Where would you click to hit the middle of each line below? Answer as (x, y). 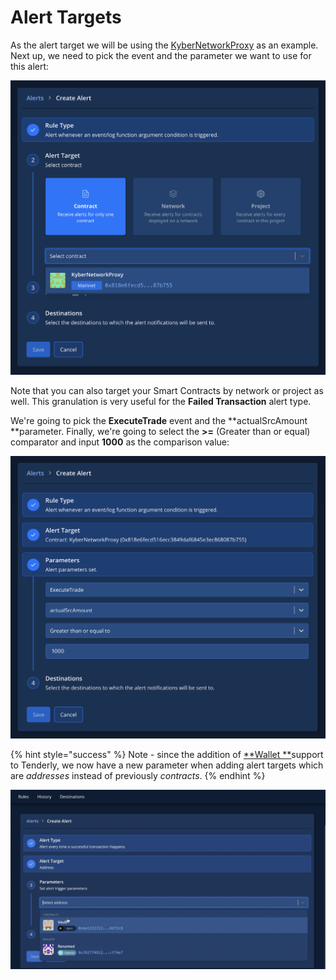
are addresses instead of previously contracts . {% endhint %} (138, 776)
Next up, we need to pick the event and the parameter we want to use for (161, 55)
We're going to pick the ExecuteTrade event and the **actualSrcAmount (159, 420)
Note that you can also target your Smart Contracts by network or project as (167, 390)
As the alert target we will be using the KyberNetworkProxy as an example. (164, 45)
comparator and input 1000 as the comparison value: (120, 442)
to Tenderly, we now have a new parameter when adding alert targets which (167, 765)
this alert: (30, 66)
